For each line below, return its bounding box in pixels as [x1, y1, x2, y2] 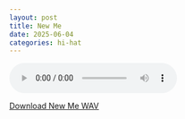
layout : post [9, 13, 58, 22]
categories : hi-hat [9, 38, 82, 47]
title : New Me [9, 21, 63, 30]
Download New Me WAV [9, 100, 100, 112]
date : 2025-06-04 [9, 30, 74, 38]
